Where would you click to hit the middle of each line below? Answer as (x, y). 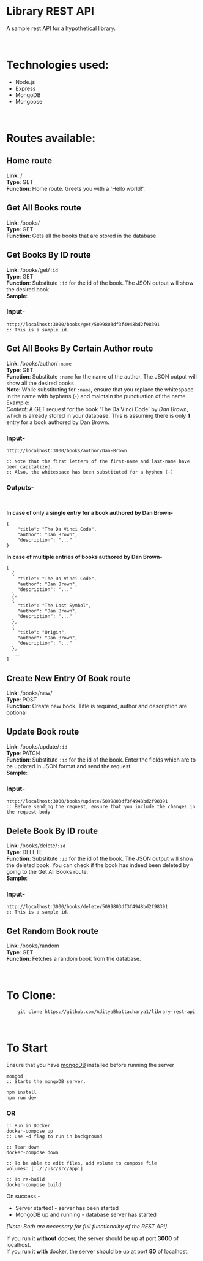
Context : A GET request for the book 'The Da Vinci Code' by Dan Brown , (98, 409)
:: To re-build (26, 1179)
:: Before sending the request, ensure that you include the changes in (101, 807)
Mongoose (29, 101)
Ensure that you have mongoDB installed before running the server (90, 1065)
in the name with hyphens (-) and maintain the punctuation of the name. (97, 396)
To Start (27, 1048)
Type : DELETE (24, 852)
